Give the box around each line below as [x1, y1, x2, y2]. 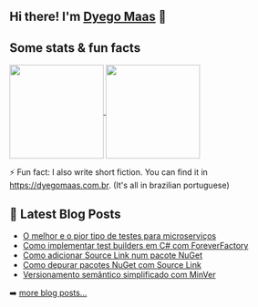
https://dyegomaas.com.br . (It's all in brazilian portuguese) [9, 179, 230, 191]
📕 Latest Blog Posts [9, 206, 121, 221]
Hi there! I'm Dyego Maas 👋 [9, 9, 167, 25]
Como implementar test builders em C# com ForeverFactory [22, 240, 249, 251]
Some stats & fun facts [9, 40, 141, 56]
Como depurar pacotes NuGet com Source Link [22, 260, 202, 271]
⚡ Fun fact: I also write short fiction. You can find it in [9, 167, 208, 178]
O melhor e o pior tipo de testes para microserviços [22, 230, 217, 241]
